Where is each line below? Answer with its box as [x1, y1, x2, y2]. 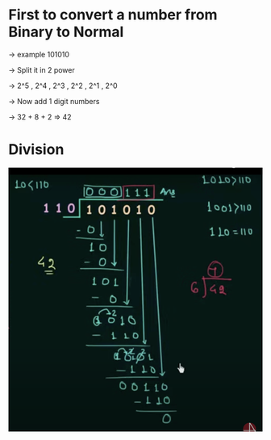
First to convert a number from [8, 6, 218, 24]
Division [8, 140, 65, 159]
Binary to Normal [8, 23, 124, 41]
